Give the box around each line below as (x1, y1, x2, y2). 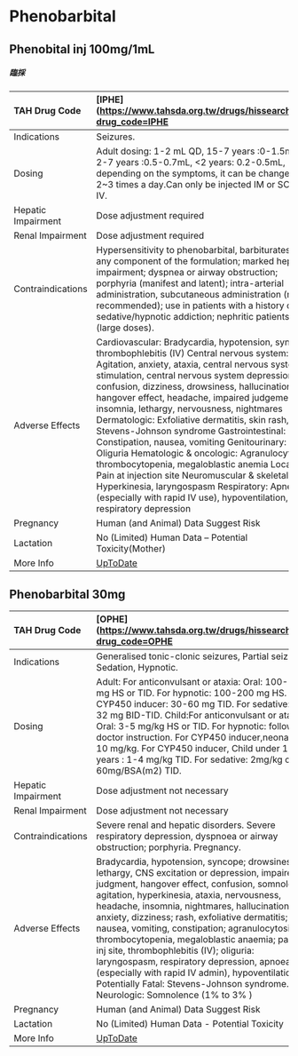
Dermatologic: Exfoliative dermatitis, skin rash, (96, 413, 290, 425)
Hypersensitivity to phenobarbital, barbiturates (96, 243, 291, 256)
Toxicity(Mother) (96, 542, 166, 554)
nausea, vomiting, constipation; (96, 922, 226, 934)
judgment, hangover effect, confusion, (96, 877, 255, 890)
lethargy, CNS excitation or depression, (96, 867, 260, 879)
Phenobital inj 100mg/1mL (9, 42, 155, 57)
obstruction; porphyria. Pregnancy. (96, 841, 241, 854)
